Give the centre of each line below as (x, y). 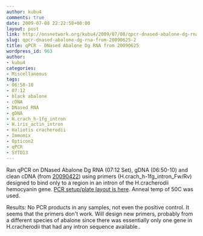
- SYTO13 (17, 152)
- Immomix (19, 136)
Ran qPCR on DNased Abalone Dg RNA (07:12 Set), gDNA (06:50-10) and (97, 169)
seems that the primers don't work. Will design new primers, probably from (100, 214)
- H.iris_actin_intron (35, 125)
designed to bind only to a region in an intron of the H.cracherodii (88, 183)
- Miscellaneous (27, 74)
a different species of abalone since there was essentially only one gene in (99, 220)
